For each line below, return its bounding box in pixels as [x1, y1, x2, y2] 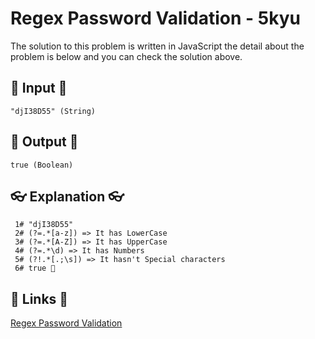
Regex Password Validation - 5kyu [10, 7, 301, 30]
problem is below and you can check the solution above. [10, 50, 243, 62]
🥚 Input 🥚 [10, 80, 68, 97]
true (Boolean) [10, 160, 74, 170]
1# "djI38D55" [14, 220, 74, 230]
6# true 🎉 [14, 263, 56, 274]
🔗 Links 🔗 [10, 290, 69, 307]
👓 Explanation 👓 [10, 188, 125, 205]
